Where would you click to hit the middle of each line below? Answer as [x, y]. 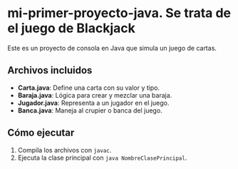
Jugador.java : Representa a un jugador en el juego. [93, 103]
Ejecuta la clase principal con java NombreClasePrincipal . [102, 158]
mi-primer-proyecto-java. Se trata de [119, 13]
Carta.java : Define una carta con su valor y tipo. [89, 88]
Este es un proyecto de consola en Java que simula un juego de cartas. [112, 48]
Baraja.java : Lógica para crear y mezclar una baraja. [95, 95]
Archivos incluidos [50, 70]
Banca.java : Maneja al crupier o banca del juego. [90, 110]
